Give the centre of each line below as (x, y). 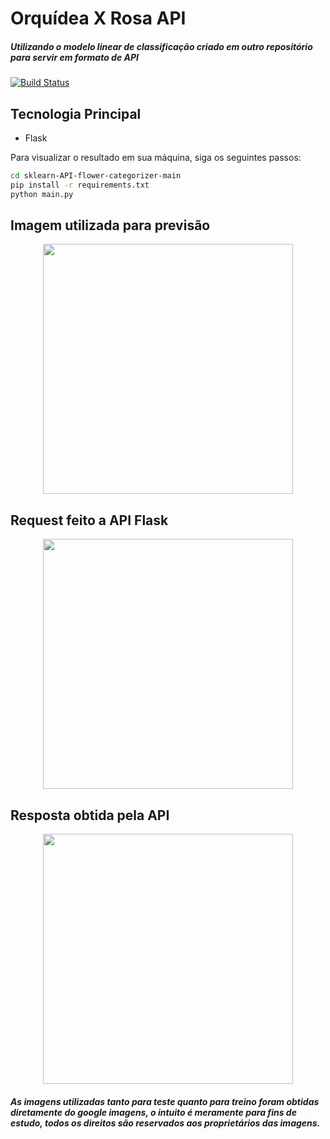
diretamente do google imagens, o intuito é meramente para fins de (153, 1112)
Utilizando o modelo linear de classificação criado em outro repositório (161, 46)
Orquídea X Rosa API (98, 18)
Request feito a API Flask (89, 520)
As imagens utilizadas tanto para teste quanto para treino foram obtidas (165, 1101)
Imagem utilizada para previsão (110, 225)
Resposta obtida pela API (90, 815)
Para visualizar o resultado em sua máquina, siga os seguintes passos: (156, 157)
